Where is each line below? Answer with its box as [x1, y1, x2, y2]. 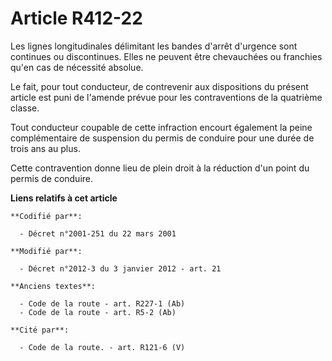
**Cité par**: [10, 325, 70, 335]
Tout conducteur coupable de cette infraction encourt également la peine [10, 121, 313, 133]
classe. [10, 102, 40, 114]
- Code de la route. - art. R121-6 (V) [19, 342, 186, 352]
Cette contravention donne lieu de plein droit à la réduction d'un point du [10, 162, 310, 174]
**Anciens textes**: [10, 281, 97, 291]
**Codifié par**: [10, 211, 83, 221]
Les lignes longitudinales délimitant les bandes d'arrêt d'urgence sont [10, 40, 298, 52]
